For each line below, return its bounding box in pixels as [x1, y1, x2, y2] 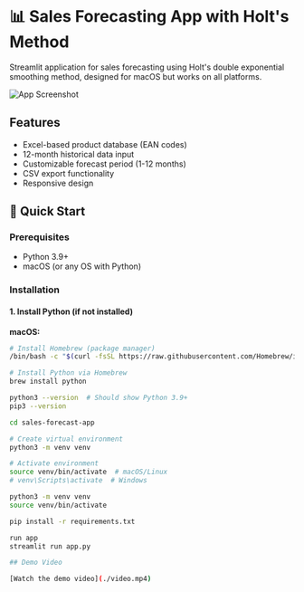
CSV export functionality [22, 167, 115, 178]
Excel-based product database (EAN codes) [22, 138, 187, 149]
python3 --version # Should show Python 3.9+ [9, 394, 188, 403]
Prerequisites [9, 231, 70, 243]
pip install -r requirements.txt [9, 517, 136, 526]
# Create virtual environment [9, 434, 124, 444]
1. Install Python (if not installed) [9, 306, 134, 317]
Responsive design [22, 177, 94, 188]
